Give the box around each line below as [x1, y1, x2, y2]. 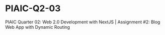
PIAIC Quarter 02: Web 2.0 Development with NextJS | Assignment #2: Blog [5, 19, 161, 25]
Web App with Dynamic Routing [5, 24, 71, 30]
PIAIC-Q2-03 [5, 3, 61, 14]
